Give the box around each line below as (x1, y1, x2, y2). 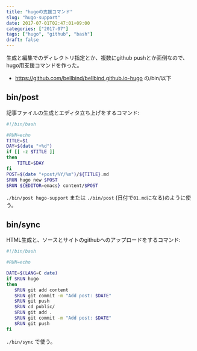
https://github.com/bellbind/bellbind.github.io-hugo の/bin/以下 (14, 75, 172, 81)
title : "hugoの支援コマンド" (6, 8, 73, 15)
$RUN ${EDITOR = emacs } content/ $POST (6, 182, 98, 189)
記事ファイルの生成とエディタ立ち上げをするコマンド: (6, 109, 140, 116)
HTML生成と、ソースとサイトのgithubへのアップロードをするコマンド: (6, 236, 181, 244)
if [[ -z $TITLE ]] (6, 149, 55, 155)
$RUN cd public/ (14, 304, 55, 310)
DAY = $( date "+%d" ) (6, 143, 52, 150)
